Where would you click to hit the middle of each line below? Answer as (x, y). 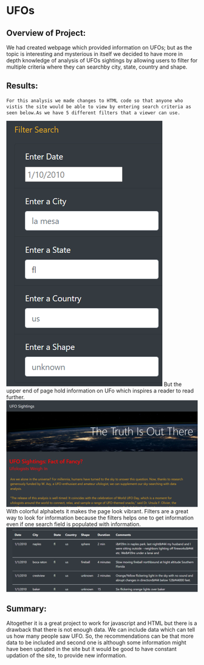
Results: (22, 86)
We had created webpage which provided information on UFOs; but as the (99, 47)
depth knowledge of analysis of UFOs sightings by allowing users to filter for (102, 60)
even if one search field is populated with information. (74, 524)
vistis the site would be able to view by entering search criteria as (99, 107)
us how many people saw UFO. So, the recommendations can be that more (100, 636)
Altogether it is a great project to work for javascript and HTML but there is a (102, 623)
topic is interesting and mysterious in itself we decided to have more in (95, 54)
